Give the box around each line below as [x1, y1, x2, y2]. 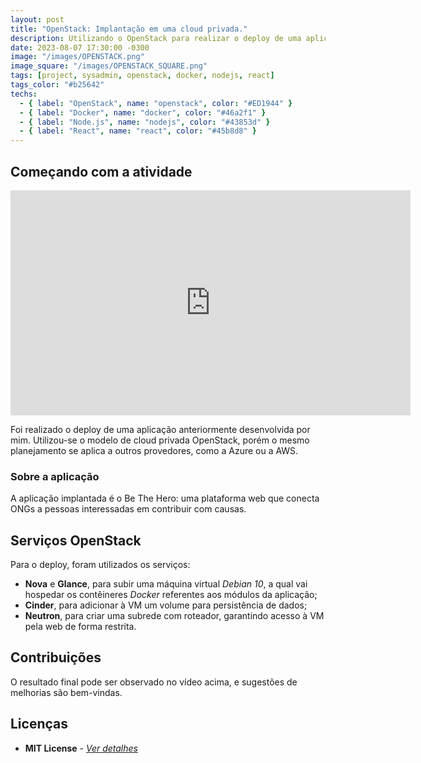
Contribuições [10, 649, 102, 666]
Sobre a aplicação [10, 469, 100, 483]
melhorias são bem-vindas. [10, 686, 123, 698]
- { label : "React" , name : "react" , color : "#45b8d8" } [19, 126, 257, 136]
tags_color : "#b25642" [10, 80, 105, 90]
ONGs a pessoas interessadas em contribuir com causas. [10, 503, 247, 515]
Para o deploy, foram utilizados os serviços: [10, 559, 191, 571]
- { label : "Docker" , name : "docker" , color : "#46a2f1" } [19, 107, 267, 118]
